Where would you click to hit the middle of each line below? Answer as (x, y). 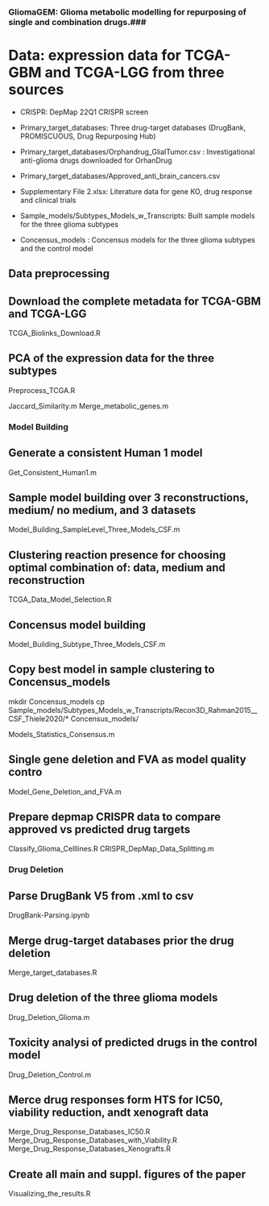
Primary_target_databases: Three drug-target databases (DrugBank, (133, 127)
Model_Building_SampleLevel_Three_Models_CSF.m (94, 529)
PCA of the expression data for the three (112, 358)
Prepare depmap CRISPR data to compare (115, 817)
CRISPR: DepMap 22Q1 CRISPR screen (84, 112)
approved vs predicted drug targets (99, 829)
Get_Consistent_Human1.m (52, 472)
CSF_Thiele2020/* (39, 719)
